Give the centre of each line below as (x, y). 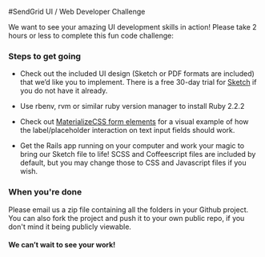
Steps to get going (45, 56)
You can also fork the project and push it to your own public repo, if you (126, 218)
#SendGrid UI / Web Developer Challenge (77, 12)
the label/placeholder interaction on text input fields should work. (127, 131)
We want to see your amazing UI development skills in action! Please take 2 (133, 27)
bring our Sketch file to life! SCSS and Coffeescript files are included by (138, 155)
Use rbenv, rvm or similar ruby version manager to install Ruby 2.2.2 (132, 106)
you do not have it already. (64, 90)
